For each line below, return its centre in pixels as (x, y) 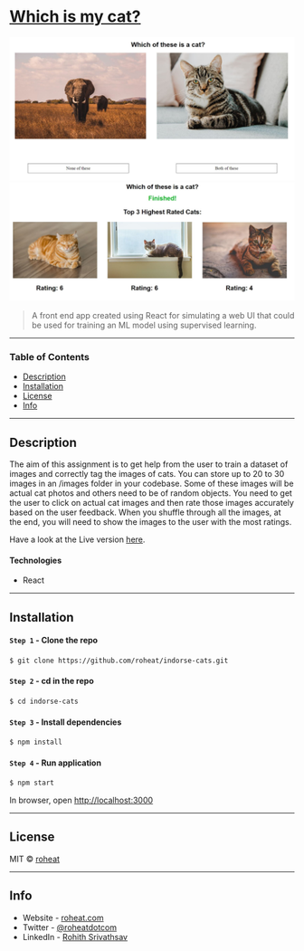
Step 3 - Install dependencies (66, 722)
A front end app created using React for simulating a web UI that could (163, 316)
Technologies (36, 560)
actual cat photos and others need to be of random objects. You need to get (151, 493)
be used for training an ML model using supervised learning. (144, 325)
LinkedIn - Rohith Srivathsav (75, 937)
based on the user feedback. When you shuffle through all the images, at (145, 512)
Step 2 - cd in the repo (52, 681)
